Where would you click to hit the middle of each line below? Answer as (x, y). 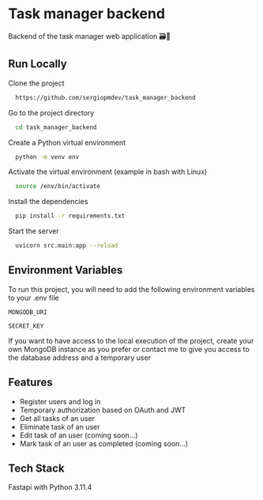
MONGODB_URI (28, 312)
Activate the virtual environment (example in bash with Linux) (108, 172)
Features (30, 383)
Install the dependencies (48, 202)
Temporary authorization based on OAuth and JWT (103, 410)
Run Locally (38, 64)
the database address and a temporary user (80, 358)
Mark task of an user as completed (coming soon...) (104, 443)
